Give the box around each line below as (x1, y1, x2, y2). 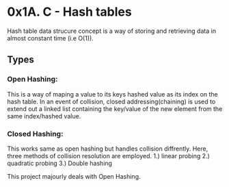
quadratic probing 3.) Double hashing (7, 159, 113, 167)
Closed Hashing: (7, 129, 64, 138)
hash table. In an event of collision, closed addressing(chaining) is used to (7, 97, 216, 105)
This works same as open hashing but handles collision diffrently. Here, (7, 145, 208, 153)
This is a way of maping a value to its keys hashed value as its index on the (7, 90, 219, 98)
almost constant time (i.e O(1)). (7, 34, 94, 42)
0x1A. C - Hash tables (7, 4, 132, 20)
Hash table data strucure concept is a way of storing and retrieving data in (7, 27, 217, 35)
